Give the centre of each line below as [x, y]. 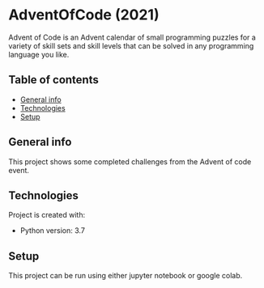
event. [19, 170]
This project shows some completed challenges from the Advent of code [130, 161]
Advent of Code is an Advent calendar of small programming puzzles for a [132, 37]
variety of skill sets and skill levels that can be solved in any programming [131, 45]
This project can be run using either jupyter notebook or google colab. [126, 276]
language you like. [39, 54]
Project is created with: [47, 215]
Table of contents [53, 80]
